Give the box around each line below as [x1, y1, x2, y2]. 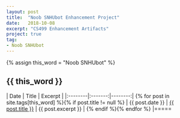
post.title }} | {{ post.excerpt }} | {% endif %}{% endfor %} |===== [6, 105, 172, 112]
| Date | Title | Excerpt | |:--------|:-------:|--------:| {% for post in [6, 92, 170, 99]
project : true [6, 31, 42, 37]
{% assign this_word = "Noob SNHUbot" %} [6, 58, 116, 66]
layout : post [6, 8, 39, 15]
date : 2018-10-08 [6, 20, 55, 26]
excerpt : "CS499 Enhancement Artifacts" [6, 25, 110, 32]
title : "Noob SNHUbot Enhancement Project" [6, 14, 120, 20]
